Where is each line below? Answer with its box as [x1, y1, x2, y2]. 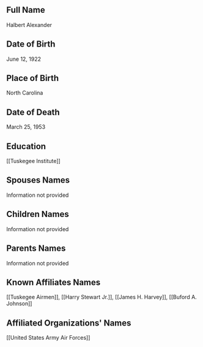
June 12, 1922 [6, 55, 42, 63]
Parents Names [6, 243, 66, 254]
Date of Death [6, 107, 60, 117]
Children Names [6, 209, 69, 219]
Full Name [6, 5, 45, 15]
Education [6, 141, 46, 151]
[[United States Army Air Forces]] [6, 334, 90, 341]
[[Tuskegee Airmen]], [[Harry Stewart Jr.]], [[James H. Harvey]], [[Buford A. [6, 294, 197, 301]
